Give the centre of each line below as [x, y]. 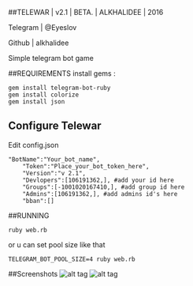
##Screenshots [33, 273]
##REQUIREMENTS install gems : [62, 73]
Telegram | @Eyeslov [43, 27]
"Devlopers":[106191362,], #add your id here [98, 180]
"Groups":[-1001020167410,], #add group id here [104, 187]
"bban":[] [39, 201]
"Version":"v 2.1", [54, 173]
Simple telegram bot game [51, 58]
